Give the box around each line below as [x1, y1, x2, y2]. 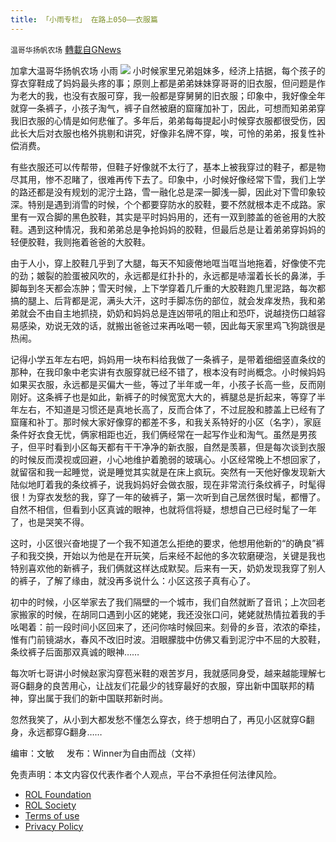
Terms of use [24, 809, 80, 821]
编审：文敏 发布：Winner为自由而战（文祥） [10, 747, 202, 759]
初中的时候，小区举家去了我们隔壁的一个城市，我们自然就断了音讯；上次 [10, 596, 308, 608]
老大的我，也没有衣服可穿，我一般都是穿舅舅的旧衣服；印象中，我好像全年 [18, 89, 326, 101]
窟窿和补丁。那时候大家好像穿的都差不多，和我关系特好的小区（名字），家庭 [10, 416, 322, 428]
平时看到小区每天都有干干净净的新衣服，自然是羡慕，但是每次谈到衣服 [36, 441, 326, 453]
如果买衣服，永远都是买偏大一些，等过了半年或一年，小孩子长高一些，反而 [10, 378, 317, 390]
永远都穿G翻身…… [27, 726, 103, 738]
